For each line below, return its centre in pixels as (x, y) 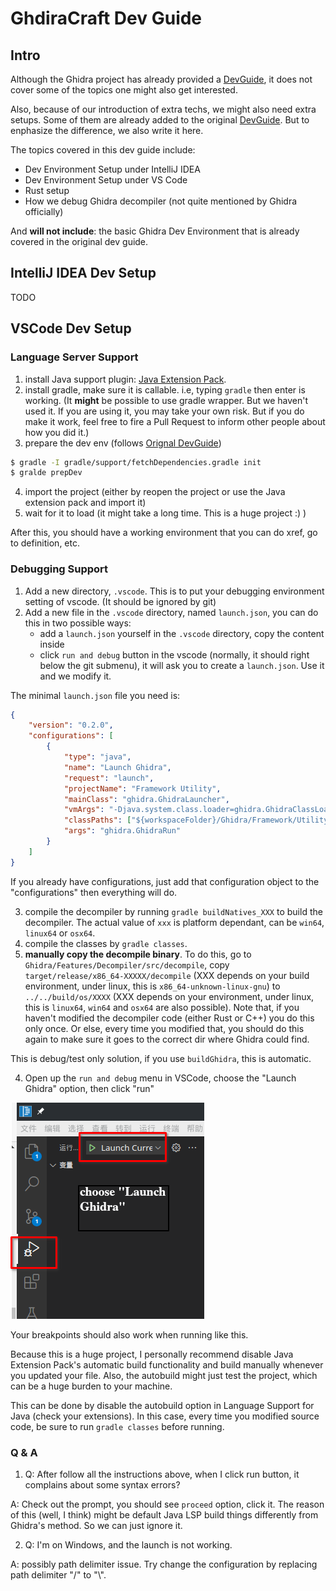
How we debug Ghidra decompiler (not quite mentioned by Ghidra (161, 201)
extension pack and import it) (85, 503)
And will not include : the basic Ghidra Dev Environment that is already (155, 231)
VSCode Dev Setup (71, 328)
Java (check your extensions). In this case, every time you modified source (165, 1416)
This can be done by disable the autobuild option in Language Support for (162, 1405)
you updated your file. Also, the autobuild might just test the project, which (164, 1375)
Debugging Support (59, 569)
